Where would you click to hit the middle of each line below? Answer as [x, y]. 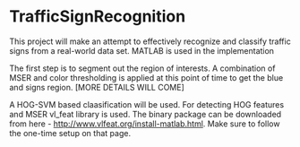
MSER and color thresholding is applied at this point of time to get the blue [146, 77]
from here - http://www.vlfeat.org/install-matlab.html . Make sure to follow [145, 124]
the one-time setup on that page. [70, 133]
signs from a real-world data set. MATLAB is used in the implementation [142, 50]
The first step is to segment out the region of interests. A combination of [142, 68]
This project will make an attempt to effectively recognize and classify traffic [150, 41]
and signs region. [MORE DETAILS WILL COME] [97, 87]
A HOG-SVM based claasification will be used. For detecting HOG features [147, 104]
